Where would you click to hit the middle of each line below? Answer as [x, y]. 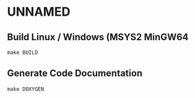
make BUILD [23, 52]
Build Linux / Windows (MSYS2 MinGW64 [98, 37]
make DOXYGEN [26, 89]
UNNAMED [39, 12]
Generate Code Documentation [75, 73]
